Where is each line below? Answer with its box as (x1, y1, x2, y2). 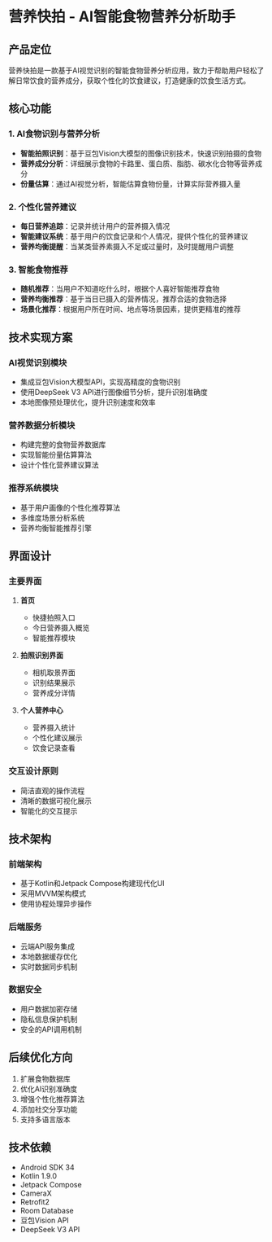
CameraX (19, 1188, 52, 1198)
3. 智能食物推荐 (8, 264, 69, 275)
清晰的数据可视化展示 (19, 796, 92, 805)
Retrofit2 (19, 1197, 50, 1207)
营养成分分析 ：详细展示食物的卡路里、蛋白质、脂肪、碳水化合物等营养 (19, 158, 256, 168)
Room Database (19, 1206, 75, 1216)
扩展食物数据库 (19, 1073, 71, 1083)
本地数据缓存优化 (19, 951, 78, 961)
